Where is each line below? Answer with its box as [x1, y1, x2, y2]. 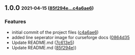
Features [4, 18, 26, 25]
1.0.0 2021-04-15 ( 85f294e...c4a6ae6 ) [4, 4, 94, 12]
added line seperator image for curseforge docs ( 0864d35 [11, 34, 130, 40]
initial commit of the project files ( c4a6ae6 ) [11, 29, 99, 35]
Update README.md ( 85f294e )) [11, 44, 77, 50]
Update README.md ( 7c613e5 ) [11, 40, 74, 45]
